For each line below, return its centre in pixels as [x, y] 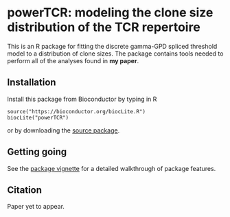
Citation [25, 190]
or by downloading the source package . [64, 130]
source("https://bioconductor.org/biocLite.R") [77, 111]
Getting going [37, 152]
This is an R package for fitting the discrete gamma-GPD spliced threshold [112, 46]
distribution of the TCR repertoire [104, 27]
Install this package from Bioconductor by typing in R [82, 99]
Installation [32, 83]
